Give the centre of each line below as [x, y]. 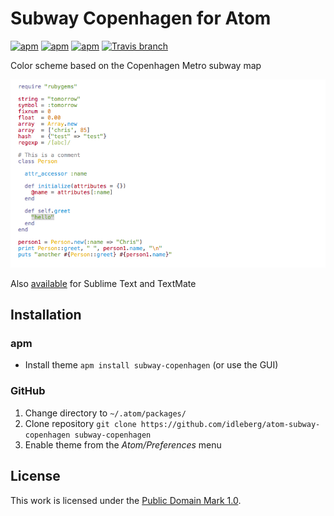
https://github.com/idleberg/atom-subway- [230, 424]
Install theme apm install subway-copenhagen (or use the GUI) [151, 365]
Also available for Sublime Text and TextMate [103, 283]
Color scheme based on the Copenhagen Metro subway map [136, 65]
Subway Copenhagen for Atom [141, 18]
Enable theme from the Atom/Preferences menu [123, 444]
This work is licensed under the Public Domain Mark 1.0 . [126, 500]
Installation [46, 315]
